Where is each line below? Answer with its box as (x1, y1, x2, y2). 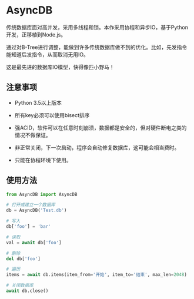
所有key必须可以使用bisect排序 (14, 111, 90, 118)
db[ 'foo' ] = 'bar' (6, 224, 51, 230)
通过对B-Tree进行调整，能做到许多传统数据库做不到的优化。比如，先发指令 (6, 44, 188, 51)
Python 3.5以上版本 (14, 99, 62, 106)
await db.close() (6, 288, 49, 294)
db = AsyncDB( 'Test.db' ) (6, 207, 67, 214)
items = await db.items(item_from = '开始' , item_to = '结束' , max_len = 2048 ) (6, 272, 187, 278)
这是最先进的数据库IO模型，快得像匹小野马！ (6, 63, 115, 71)
